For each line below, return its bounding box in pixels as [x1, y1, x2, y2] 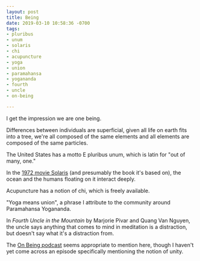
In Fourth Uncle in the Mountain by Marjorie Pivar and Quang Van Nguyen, [6, 216, 191, 224]
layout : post [6, 8, 39, 15]
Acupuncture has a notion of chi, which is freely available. [6, 187, 150, 194]
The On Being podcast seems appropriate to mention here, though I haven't [6, 241, 194, 248]
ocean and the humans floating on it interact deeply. [6, 175, 136, 183]
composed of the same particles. [6, 139, 89, 146]
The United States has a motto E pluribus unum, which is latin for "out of [6, 151, 186, 158]
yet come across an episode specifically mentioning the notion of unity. [6, 248, 184, 255]
